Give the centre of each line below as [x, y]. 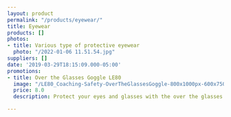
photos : [18, 39]
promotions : [24, 71]
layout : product [30, 13]
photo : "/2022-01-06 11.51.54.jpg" [64, 52]
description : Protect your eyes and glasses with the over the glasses [118, 97]
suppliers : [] [27, 58]
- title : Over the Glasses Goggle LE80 [64, 77]
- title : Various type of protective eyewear [73, 45]
